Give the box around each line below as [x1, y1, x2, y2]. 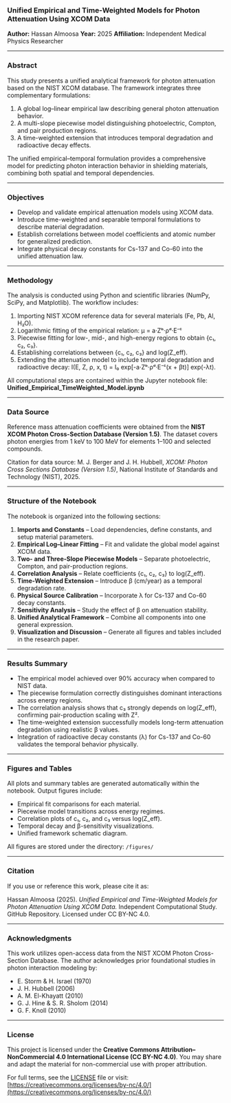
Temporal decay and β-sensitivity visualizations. [16, 822, 155, 831]
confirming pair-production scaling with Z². [16, 711, 140, 719]
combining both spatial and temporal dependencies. [7, 169, 155, 177]
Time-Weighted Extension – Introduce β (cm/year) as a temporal [16, 577, 203, 585]
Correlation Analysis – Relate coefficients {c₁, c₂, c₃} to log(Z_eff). [16, 569, 206, 577]
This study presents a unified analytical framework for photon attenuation [7, 76, 215, 85]
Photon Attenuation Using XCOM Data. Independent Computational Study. [7, 902, 218, 910]
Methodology [7, 275, 54, 285]
